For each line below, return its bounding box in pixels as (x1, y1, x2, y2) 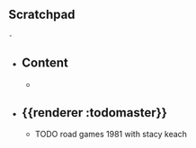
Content (21, 56, 69, 71)
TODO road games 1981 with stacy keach (34, 129, 188, 140)
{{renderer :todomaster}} (21, 105, 168, 120)
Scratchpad (8, 7, 76, 22)
